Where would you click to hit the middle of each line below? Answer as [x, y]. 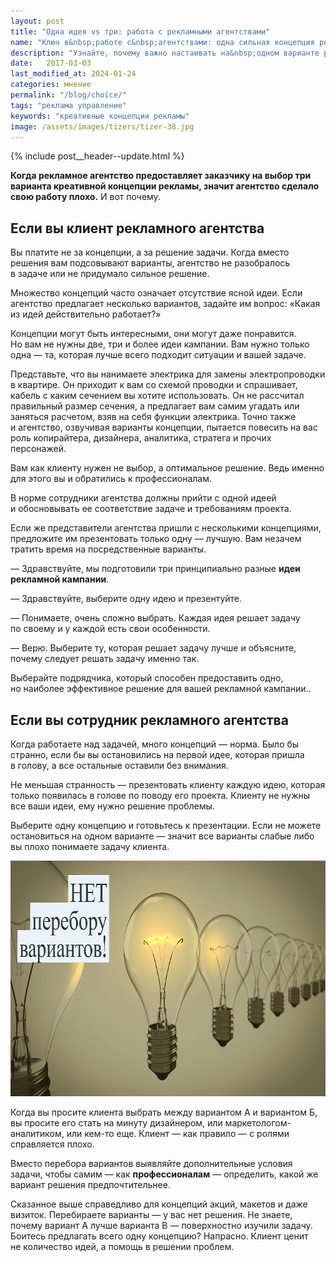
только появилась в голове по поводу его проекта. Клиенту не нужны [160, 795]
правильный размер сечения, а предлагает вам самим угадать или [155, 406]
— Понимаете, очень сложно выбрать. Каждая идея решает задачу [155, 618]
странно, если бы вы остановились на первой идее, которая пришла [157, 754]
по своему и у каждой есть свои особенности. [110, 629]
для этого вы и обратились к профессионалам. [111, 479]
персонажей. [38, 449]
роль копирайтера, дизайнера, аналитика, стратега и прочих [141, 438]
